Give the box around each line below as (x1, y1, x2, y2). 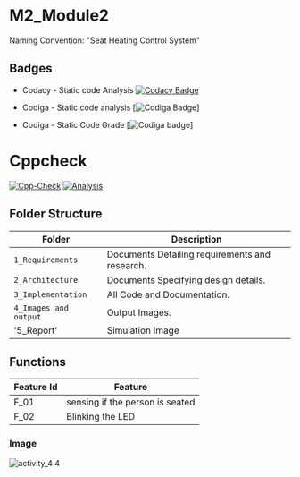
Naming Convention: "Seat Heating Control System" (9, 35, 201, 46)
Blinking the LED (66, 411, 136, 423)
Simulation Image (106, 324, 180, 336)
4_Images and (13, 302, 70, 313)
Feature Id (13, 381, 58, 394)
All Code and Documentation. (106, 288, 230, 301)
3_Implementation (13, 289, 87, 300)
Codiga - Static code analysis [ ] (21, 102, 200, 113)
